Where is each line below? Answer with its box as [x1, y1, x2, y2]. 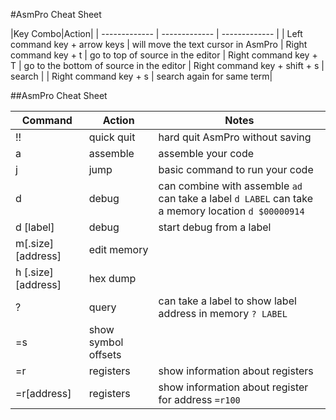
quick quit [88, 130, 136, 144]
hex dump [88, 272, 137, 285]
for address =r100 [158, 393, 241, 406]
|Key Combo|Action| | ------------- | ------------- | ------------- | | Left [10, 28, 303, 39]
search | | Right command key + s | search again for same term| [10, 70, 273, 82]
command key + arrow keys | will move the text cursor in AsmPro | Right [10, 39, 308, 50]
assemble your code [158, 147, 255, 160]
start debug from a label [158, 220, 272, 234]
